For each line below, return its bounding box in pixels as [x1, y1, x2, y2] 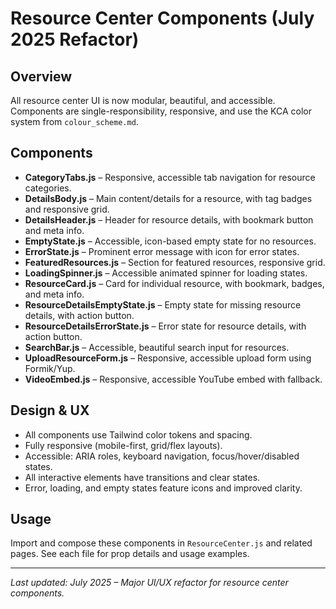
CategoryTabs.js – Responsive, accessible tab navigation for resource [24, 171, 316, 183]
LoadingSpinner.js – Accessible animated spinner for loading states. [24, 267, 308, 279]
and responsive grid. [24, 203, 110, 215]
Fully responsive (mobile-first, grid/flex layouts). [24, 439, 223, 451]
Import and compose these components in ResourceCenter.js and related [10, 537, 313, 549]
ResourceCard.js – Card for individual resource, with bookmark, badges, [24, 277, 325, 289]
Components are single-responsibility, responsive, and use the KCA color [10, 105, 313, 117]
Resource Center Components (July [10, 7, 315, 30]
